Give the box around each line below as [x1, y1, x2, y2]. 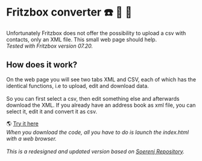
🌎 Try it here [6, 119, 39, 127]
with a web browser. [6, 134, 57, 142]
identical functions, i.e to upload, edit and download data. [6, 82, 149, 89]
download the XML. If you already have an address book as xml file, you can [6, 101, 196, 109]
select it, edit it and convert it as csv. [6, 107, 98, 115]
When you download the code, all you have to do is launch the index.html [6, 128, 189, 136]
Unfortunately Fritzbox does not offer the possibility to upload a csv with [6, 29, 186, 37]
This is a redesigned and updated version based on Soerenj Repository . [6, 148, 185, 155]
